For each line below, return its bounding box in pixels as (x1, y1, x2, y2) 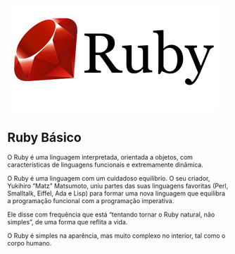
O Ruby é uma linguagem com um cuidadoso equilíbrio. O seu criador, (7, 174, 210, 182)
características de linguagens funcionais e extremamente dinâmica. (7, 160, 204, 169)
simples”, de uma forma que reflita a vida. (7, 217, 128, 226)
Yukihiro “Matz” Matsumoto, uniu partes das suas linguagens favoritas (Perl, (7, 181, 229, 190)
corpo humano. (7, 238, 52, 247)
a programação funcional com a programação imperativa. (7, 196, 174, 205)
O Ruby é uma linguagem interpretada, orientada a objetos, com (7, 152, 193, 161)
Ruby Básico (7, 130, 82, 146)
